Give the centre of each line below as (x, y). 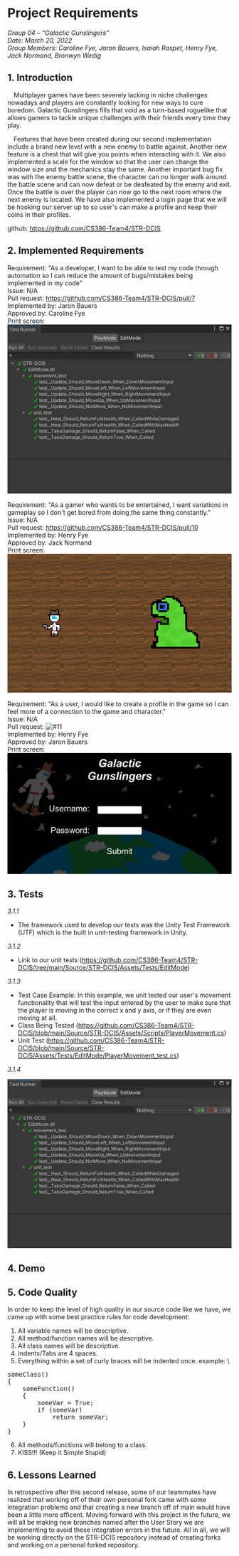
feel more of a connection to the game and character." (87, 711)
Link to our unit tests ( (49, 960)
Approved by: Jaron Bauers (47, 742)
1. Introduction (40, 78)
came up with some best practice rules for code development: (99, 1317)
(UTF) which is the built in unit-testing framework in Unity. (103, 932)
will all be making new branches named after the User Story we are (106, 1523)
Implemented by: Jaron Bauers (52, 305)
